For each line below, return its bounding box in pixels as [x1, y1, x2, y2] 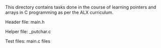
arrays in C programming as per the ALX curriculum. [5, 9, 114, 15]
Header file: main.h [5, 19, 45, 25]
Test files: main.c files [5, 38, 50, 44]
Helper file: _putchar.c [5, 29, 51, 34]
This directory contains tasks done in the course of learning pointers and [5, 4, 156, 10]
